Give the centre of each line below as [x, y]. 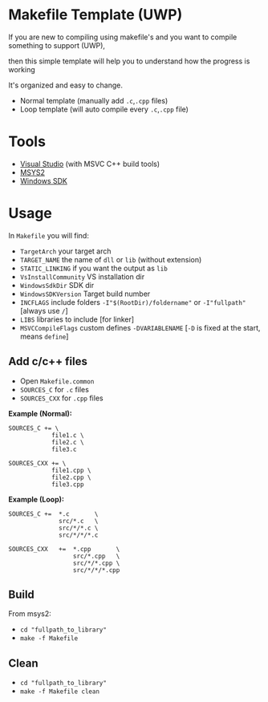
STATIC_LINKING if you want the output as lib [94, 268]
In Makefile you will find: [49, 235]
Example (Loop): [36, 499]
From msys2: [30, 614]
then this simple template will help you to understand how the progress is [129, 61]
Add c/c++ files [48, 361]
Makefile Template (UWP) [95, 15]
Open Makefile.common [57, 381]
